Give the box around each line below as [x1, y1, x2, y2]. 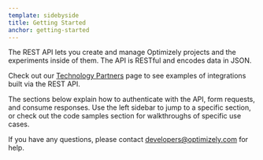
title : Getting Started [8, 19, 87, 27]
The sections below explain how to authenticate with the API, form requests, [8, 95, 256, 104]
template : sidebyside [8, 11, 80, 20]
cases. [8, 119, 30, 129]
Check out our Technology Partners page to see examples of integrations [8, 71, 246, 81]
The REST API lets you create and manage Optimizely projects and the [8, 48, 236, 57]
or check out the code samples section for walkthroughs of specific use [8, 111, 242, 121]
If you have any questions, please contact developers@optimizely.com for [8, 135, 249, 144]
